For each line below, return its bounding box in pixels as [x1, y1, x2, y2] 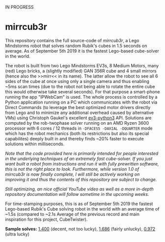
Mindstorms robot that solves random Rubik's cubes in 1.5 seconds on [5, 43, 147, 49]
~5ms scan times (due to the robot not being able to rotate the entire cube [5, 83, 155, 89]
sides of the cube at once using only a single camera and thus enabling [5, 78, 150, 84]
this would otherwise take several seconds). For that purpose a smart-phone [5, 88, 160, 95]
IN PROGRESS [5, 4, 34, 10]
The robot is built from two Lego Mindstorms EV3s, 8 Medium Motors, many [5, 62, 159, 68]
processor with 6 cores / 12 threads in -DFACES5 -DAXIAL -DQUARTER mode [5, 125, 153, 131]
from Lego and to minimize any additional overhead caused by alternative [5, 109, 154, 115]
